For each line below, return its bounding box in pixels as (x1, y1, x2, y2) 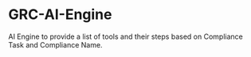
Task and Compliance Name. (8, 40, 103, 49)
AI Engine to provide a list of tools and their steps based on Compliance (8, 32, 243, 41)
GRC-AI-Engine (8, 6, 112, 24)
